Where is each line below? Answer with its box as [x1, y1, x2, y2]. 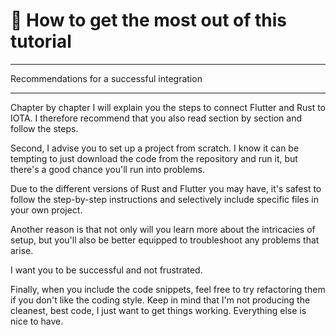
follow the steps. [10, 122, 79, 134]
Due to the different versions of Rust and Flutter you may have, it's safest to [10, 182, 322, 194]
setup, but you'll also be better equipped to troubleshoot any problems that [10, 234, 320, 246]
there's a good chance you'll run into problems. [10, 163, 205, 175]
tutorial [10, 30, 72, 53]
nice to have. [10, 315, 64, 327]
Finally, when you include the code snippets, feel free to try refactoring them [10, 283, 326, 295]
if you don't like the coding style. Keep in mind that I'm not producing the [10, 294, 311, 306]
